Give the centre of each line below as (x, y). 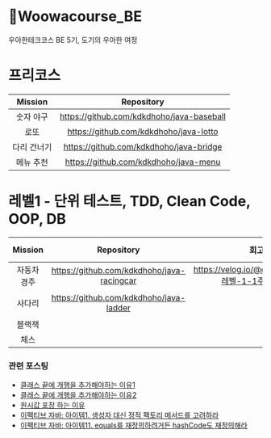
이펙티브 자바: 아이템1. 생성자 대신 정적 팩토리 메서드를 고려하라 (119, 415)
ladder (119, 308)
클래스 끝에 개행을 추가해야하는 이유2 (78, 395)
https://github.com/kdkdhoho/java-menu (143, 162)
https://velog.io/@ (227, 269)
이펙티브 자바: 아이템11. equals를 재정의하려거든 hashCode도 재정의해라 (133, 425)
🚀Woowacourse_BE (75, 17)
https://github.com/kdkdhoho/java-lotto (143, 131)
